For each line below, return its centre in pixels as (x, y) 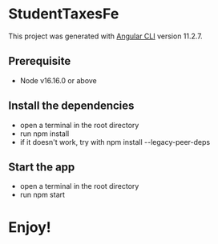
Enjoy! (30, 227)
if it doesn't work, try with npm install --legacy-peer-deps (115, 142)
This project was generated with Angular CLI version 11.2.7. (105, 36)
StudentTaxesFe (64, 14)
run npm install (44, 134)
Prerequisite (40, 61)
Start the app (42, 167)
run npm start (42, 195)
